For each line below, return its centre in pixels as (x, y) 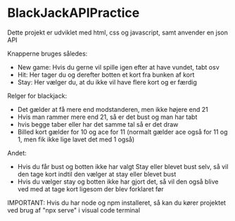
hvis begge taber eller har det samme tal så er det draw (98, 124)
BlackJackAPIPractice (74, 13)
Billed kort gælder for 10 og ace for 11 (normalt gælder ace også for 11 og (122, 132)
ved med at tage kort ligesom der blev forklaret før (90, 189)
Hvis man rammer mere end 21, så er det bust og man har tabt (107, 117)
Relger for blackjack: (37, 96)
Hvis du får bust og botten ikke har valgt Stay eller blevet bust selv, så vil (123, 166)
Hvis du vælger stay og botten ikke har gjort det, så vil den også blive (118, 182)
